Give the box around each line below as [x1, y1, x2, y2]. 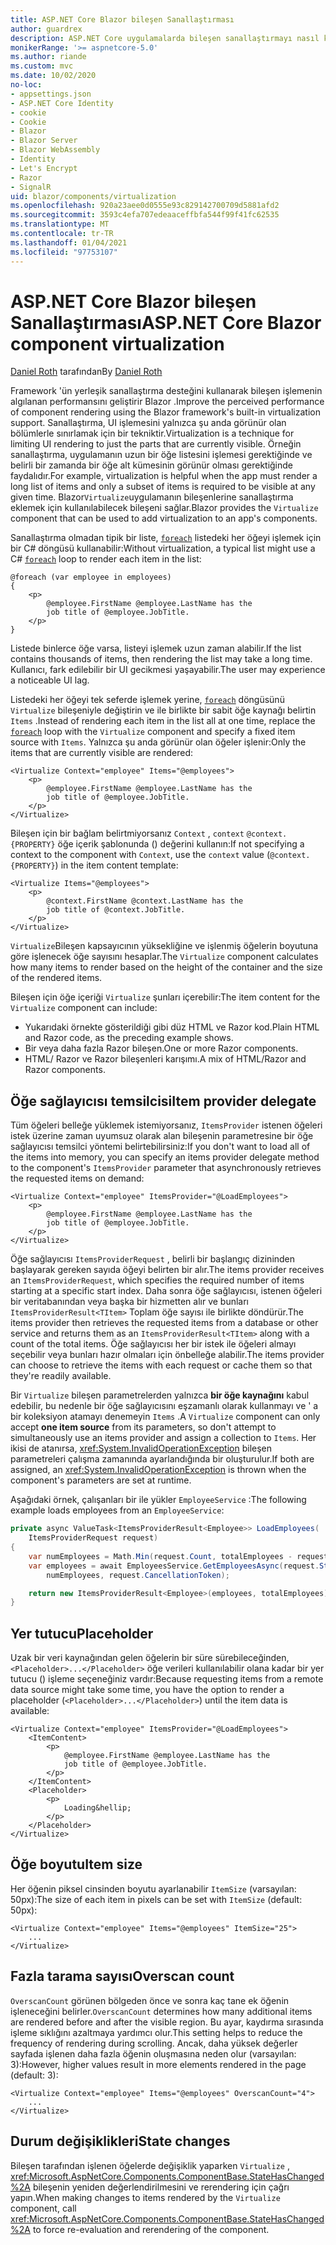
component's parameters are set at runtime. [10, 1474, 192, 1486]
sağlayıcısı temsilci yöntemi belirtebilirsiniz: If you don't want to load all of [10, 1141, 311, 1153]
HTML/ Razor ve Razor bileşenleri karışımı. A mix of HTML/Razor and [24, 1053, 307, 1065]
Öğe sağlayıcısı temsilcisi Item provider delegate [10, 1092, 317, 1110]
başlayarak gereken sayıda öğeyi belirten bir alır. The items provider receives [10, 1264, 325, 1276]
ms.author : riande [10, 52, 87, 62]
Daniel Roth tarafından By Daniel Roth [10, 366, 163, 378]
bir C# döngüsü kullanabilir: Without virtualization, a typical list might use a [10, 542, 316, 555]
